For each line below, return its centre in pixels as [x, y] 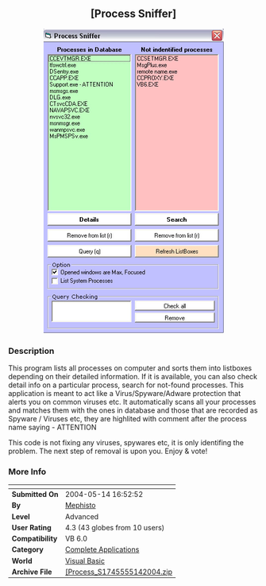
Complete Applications [102, 549]
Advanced [82, 516]
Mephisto [80, 506]
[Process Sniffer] [133, 14]
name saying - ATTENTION [52, 427]
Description [31, 351]
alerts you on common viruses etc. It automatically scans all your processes [132, 402]
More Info [27, 472]
